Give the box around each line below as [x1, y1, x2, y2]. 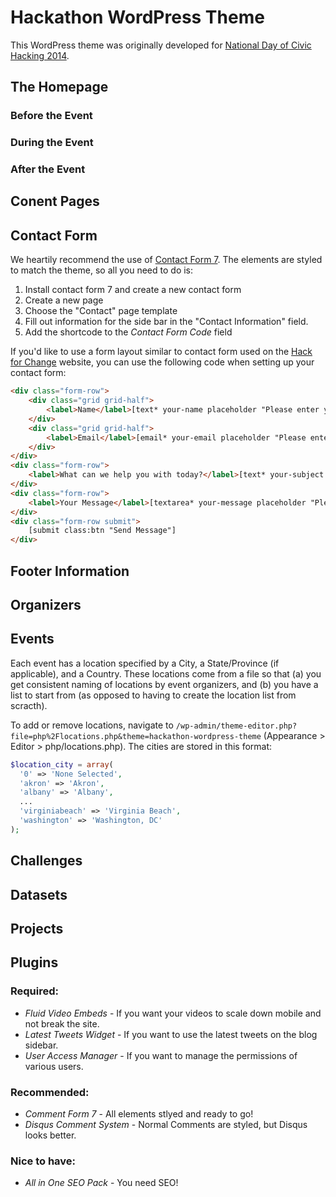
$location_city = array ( [10, 759, 114, 770]
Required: [10, 984, 60, 998]
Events [10, 631, 55, 648]
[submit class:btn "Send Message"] [28, 526, 177, 536]
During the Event [10, 136, 94, 150]
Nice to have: [10, 1154, 77, 1168]
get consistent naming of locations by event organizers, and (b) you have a [10, 678, 319, 690]
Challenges [10, 852, 83, 870]
